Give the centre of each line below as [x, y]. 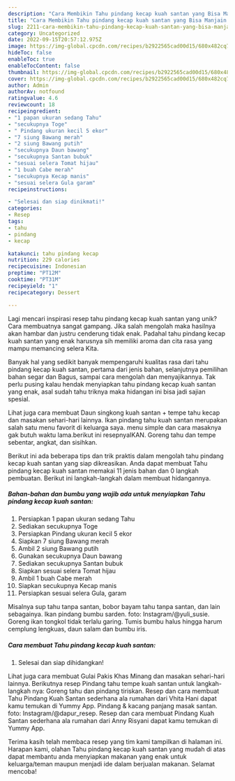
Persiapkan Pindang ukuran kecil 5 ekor [75, 534]
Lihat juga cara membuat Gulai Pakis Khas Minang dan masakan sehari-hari [116, 676]
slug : [16, 27]
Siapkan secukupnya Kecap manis [67, 586]
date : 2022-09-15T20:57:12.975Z [55, 40]
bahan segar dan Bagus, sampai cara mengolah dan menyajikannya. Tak [112, 377]
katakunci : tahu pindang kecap [53, 253]
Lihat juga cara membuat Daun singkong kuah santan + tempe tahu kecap [114, 413]
